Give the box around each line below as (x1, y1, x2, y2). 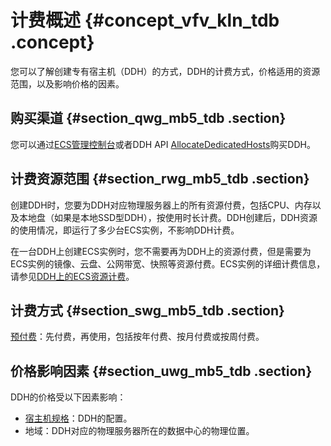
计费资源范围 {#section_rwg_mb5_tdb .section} (10, 171, 310, 188)
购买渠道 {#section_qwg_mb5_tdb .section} (10, 110, 287, 127)
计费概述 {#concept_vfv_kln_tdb (10, 9, 280, 32)
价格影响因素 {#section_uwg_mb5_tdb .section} (10, 362, 313, 380)
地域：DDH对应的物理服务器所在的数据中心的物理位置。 (24, 425, 255, 437)
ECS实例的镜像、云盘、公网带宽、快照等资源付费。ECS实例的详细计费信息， (10, 257, 326, 270)
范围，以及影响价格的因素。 (10, 77, 125, 90)
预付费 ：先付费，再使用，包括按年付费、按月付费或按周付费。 (10, 331, 265, 343)
